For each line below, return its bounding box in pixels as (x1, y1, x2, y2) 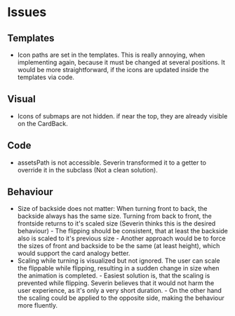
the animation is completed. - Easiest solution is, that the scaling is (17, 271, 210, 280)
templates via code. (17, 73, 75, 81)
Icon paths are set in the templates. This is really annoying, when (17, 50, 206, 59)
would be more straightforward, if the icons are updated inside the (17, 66, 209, 74)
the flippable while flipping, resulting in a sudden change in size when (17, 264, 220, 273)
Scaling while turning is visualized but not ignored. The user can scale (17, 256, 220, 265)
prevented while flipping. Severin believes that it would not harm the (17, 279, 215, 287)
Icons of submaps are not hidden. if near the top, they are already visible (17, 111, 228, 120)
